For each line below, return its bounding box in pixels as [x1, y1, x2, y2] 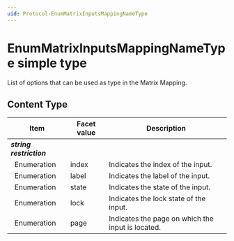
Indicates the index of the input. [109, 160, 212, 170]
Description [146, 124, 186, 133]
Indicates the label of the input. [109, 171, 210, 181]
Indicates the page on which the [109, 214, 214, 224]
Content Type [7, 98, 68, 110]
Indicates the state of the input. [109, 182, 211, 192]
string [10, 140, 31, 149]
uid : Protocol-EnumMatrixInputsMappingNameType [7, 10, 148, 17]
